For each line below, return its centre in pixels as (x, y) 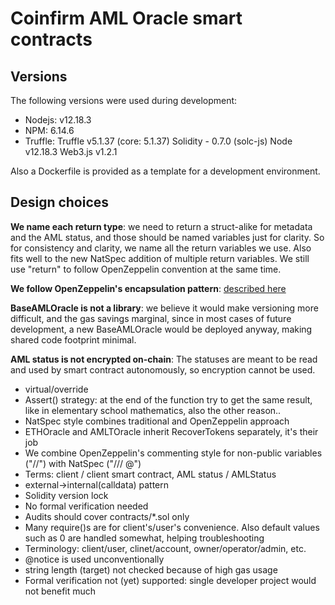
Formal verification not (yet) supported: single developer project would (170, 580)
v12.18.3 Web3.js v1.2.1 (71, 151)
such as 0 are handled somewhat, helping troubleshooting (144, 538)
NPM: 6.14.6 (49, 130)
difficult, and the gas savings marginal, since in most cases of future (151, 318)
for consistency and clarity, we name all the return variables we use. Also (161, 248)
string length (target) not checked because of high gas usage (151, 569)
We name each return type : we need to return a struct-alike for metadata (161, 226)
